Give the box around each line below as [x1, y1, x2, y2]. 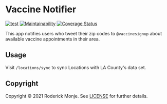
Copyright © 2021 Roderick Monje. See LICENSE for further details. [5, 93, 148, 99]
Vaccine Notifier [5, 4, 77, 15]
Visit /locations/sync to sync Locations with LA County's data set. [5, 64, 146, 70]
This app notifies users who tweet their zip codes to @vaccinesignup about [5, 30, 162, 36]
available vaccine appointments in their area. [5, 36, 100, 42]
